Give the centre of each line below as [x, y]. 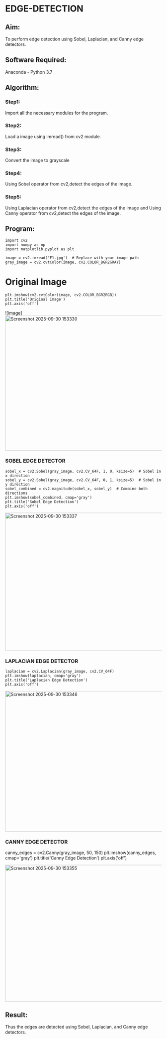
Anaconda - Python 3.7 [29, 72]
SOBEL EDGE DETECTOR [35, 461]
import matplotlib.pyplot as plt [40, 249]
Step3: [13, 149]
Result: [16, 1015]
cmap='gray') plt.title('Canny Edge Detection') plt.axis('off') [66, 858]
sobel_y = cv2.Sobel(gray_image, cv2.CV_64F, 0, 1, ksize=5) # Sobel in [83, 480]
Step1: [13, 102]
